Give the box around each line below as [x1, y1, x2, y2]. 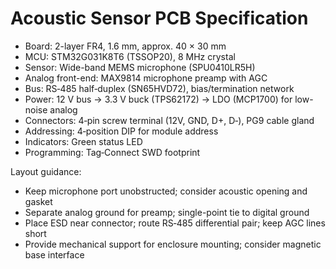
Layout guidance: [10, 165, 82, 177]
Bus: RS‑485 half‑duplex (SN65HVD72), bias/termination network [24, 82, 295, 94]
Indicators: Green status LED [24, 135, 143, 147]
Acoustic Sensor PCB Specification [10, 7, 309, 30]
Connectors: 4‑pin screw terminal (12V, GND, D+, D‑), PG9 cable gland [24, 114, 315, 126]
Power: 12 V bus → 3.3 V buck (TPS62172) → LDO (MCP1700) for [24, 93, 293, 105]
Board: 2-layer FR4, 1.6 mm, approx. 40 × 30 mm [24, 40, 227, 52]
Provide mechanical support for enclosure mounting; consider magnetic [24, 238, 322, 250]
